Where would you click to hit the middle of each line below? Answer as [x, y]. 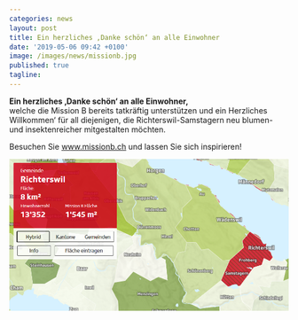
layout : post [33, 28]
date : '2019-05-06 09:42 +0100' [69, 47]
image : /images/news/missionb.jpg [73, 56]
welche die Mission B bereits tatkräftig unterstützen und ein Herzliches [138, 110]
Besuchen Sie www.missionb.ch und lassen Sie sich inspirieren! [125, 146]
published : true [39, 66]
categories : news [41, 19]
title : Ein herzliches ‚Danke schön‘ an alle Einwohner [114, 37]
